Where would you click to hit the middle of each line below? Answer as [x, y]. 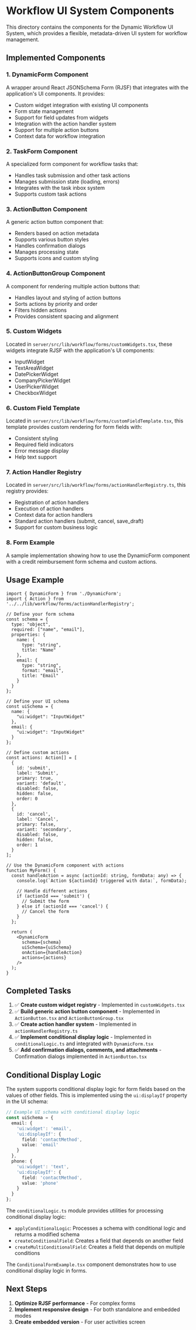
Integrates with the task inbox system [60, 187]
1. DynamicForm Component [47, 74]
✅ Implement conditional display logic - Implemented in [83, 1037]
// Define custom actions [37, 752]
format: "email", [43, 670]
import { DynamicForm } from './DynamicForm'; [64, 594]
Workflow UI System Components [90, 11]
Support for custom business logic [56, 527]
